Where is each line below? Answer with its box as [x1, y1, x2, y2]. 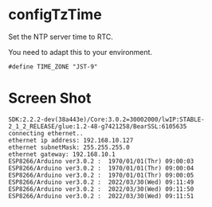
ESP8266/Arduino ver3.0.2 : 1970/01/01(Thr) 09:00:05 [8, 171, 194, 179]
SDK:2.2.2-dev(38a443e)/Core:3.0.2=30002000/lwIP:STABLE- [8, 115, 205, 123]
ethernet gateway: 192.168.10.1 [8, 150, 116, 158]
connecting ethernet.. [8, 129, 84, 137]
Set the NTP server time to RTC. [8, 32, 114, 41]
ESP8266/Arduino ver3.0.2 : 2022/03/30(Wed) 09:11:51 [8, 192, 194, 200]
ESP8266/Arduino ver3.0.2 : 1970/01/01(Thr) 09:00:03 [8, 157, 194, 165]
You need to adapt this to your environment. [8, 47, 153, 57]
